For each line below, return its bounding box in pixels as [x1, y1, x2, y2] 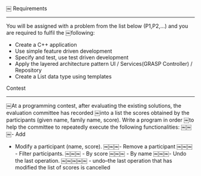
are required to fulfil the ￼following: [6, 29, 95, 36]
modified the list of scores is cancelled [14, 164, 111, 171]
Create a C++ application [14, 41, 77, 48]
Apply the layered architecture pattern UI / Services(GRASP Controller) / [14, 60, 193, 67]
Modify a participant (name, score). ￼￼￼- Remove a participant [14, 143, 175, 150]
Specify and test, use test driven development [14, 54, 129, 61]
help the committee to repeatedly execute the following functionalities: [6, 123, 180, 131]
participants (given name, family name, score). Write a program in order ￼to [6, 116, 194, 123]
